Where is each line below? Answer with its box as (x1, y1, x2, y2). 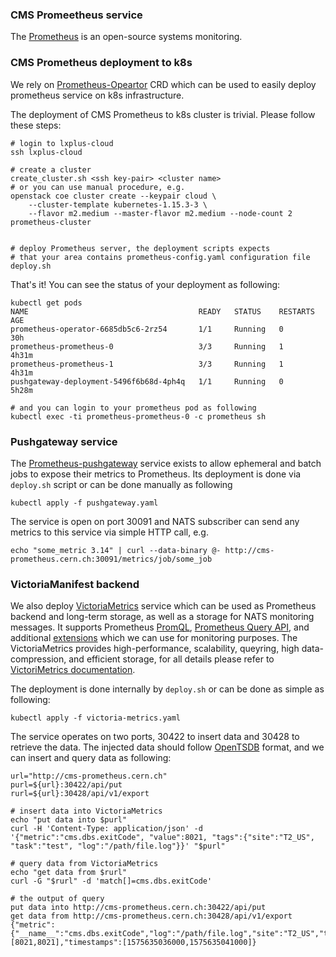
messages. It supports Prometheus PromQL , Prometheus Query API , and (10, 621, 310, 633)
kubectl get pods (10, 298, 83, 308)
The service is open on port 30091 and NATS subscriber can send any (10, 515, 300, 527)
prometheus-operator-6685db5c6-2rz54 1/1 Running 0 (10, 324, 284, 334)
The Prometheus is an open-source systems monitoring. (10, 31, 243, 43)
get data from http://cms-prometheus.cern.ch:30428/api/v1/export (10, 911, 293, 922)
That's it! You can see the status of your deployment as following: (10, 278, 281, 290)
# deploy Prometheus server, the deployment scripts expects (10, 243, 271, 253)
